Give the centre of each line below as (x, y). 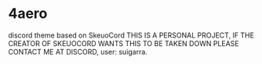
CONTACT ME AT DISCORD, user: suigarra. (78, 52)
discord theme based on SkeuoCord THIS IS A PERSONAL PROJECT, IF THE (131, 35)
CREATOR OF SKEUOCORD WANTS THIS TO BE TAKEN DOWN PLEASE (124, 43)
